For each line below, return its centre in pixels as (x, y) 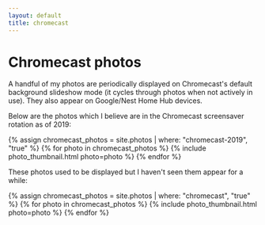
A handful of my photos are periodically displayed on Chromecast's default (131, 84)
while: (18, 181)
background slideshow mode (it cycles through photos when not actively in (131, 93)
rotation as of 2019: (40, 124)
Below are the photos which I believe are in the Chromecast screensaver (126, 116)
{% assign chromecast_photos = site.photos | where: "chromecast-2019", (128, 140)
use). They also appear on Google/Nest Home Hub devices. (106, 101)
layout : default (35, 15)
